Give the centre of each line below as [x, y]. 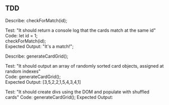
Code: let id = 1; [21, 35]
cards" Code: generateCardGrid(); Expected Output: [59, 97]
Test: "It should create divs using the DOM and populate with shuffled [77, 92]
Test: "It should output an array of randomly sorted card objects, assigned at [84, 66]
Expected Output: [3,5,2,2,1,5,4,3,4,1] [43, 82]
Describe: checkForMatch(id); [36, 20]
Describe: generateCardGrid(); [37, 56]
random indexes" [23, 71]
